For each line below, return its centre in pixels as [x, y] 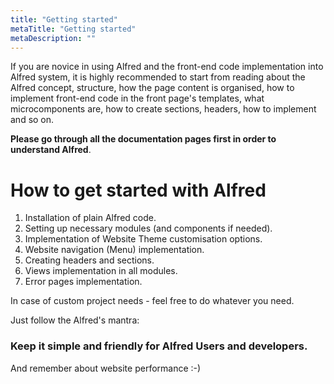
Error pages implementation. [83, 282]
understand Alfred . [51, 150]
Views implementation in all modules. [101, 271]
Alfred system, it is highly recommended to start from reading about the [158, 77]
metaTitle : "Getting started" [73, 29]
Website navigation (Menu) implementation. [114, 250]
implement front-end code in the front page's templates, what [137, 98]
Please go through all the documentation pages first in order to [143, 139]
